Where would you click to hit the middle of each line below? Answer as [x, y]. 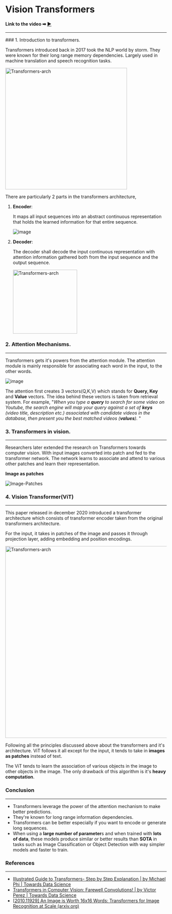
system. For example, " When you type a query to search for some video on [85, 402]
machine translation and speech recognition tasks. [58, 61]
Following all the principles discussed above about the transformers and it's [85, 745]
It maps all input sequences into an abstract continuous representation [87, 216]
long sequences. [30, 828]
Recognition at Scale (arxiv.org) [46, 906]
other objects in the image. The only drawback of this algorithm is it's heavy [86, 772]
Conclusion [20, 790]
